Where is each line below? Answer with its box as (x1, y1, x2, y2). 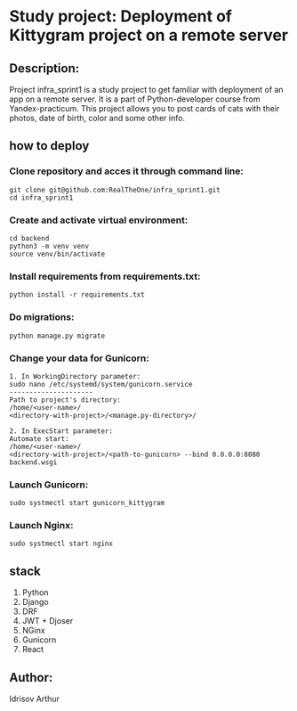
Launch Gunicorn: (9, 478, 89, 491)
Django (21, 597, 49, 608)
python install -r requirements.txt (9, 290, 145, 299)
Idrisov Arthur (9, 693, 60, 705)
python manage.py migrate (9, 331, 105, 340)
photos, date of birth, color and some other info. (9, 113, 185, 123)
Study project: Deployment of (9, 6, 233, 27)
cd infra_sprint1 (9, 193, 74, 202)
